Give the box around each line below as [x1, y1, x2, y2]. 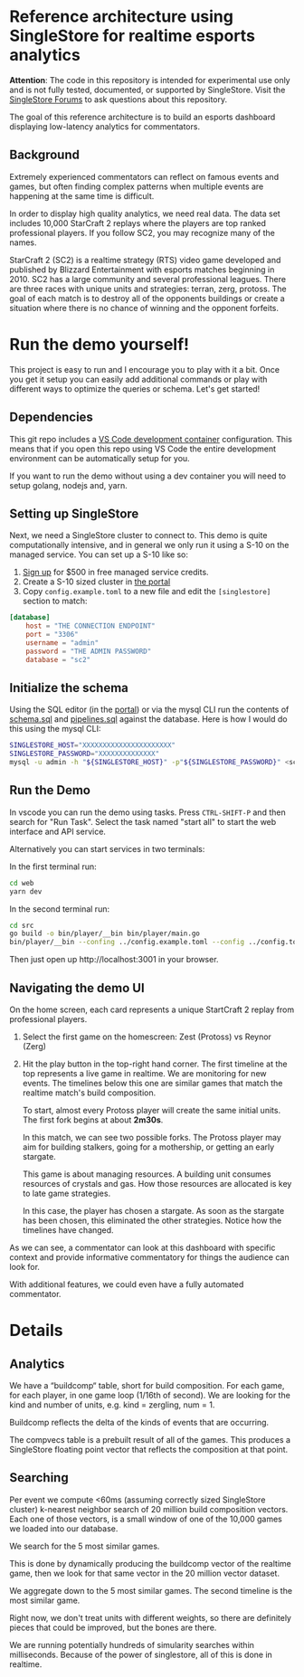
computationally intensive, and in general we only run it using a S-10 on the [9, 540, 290, 551]
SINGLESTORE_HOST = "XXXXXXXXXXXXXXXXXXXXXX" [9, 741, 176, 750]
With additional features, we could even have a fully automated [9, 1279, 244, 1290]
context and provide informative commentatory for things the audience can [9, 1252, 290, 1263]
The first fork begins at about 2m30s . [22, 1114, 164, 1125]
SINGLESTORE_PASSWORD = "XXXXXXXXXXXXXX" [9, 749, 160, 759]
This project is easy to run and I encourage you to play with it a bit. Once [9, 364, 280, 374]
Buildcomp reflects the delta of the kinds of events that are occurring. [9, 1417, 270, 1427]
